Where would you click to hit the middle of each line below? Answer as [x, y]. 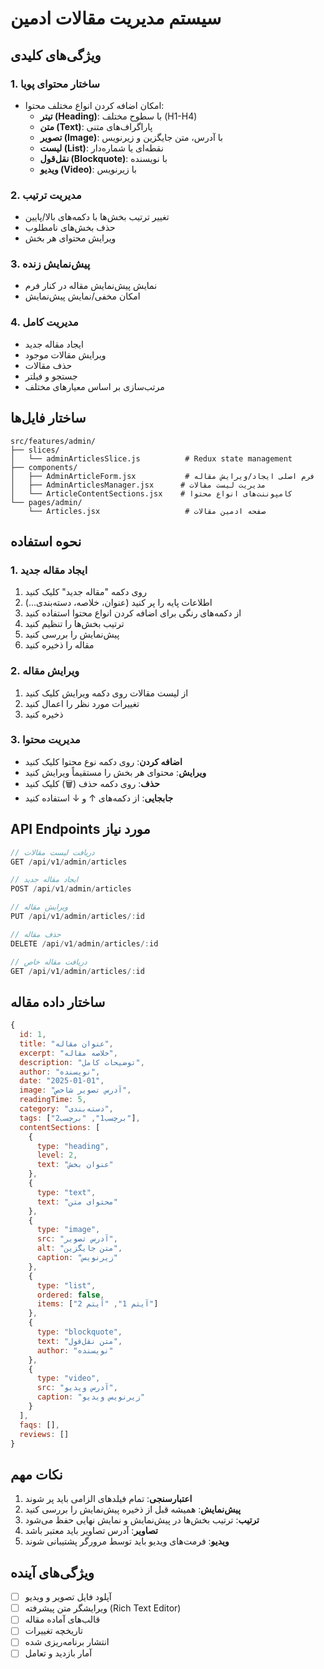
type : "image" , [68, 1230]
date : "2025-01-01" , [62, 1081]
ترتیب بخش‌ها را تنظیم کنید [74, 624]
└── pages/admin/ [46, 502]
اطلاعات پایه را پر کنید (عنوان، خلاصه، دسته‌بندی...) [118, 603]
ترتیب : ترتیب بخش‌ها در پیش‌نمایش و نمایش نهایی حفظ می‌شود [142, 1520]
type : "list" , [66, 1285]
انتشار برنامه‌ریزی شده [67, 1642]
